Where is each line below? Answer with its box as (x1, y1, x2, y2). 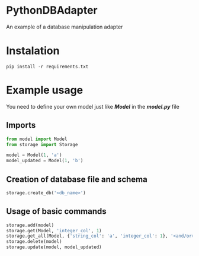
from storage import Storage (6, 141, 78, 147)
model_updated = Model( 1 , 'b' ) (6, 158, 84, 164)
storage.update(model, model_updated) (6, 244, 102, 250)
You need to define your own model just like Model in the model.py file (6, 103, 179, 110)
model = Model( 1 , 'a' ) (6, 152, 62, 158)
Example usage (6, 84, 84, 97)
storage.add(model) (6, 222, 54, 228)
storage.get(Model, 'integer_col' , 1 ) (6, 227, 102, 233)
